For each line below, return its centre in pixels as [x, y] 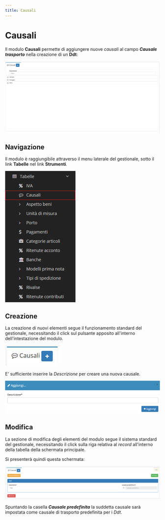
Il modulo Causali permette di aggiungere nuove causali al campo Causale [81, 49]
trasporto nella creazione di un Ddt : [41, 54]
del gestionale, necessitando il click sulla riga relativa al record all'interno [79, 444]
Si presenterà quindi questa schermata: [45, 459]
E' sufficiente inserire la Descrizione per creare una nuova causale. [73, 374]
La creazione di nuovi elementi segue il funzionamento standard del [74, 328]
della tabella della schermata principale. [45, 450]
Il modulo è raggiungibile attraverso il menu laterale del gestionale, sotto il [80, 159]
